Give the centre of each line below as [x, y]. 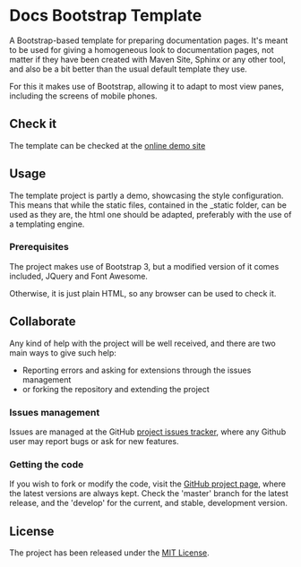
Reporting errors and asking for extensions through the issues [137, 370]
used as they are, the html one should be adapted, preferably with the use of [150, 214]
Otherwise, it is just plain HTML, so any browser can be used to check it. [143, 293]
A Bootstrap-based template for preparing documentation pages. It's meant [149, 40]
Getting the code [47, 464]
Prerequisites [39, 247]
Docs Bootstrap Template [106, 16]
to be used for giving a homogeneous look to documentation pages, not [142, 49]
